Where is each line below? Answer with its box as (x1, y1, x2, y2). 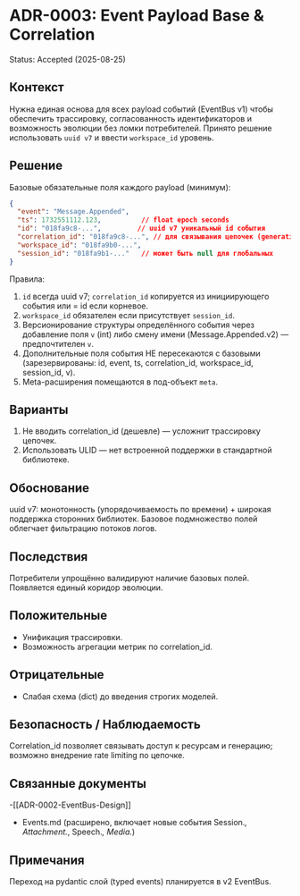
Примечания (9, 852, 85, 867)
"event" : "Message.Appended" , (17, 207, 129, 216)
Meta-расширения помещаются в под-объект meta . (21, 376, 219, 387)
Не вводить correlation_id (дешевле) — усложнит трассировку (21, 426, 261, 436)
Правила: (9, 274, 46, 284)
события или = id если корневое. (21, 300, 149, 311)
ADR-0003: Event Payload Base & (9, 5, 265, 26)
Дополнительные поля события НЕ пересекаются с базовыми (21, 348, 261, 359)
